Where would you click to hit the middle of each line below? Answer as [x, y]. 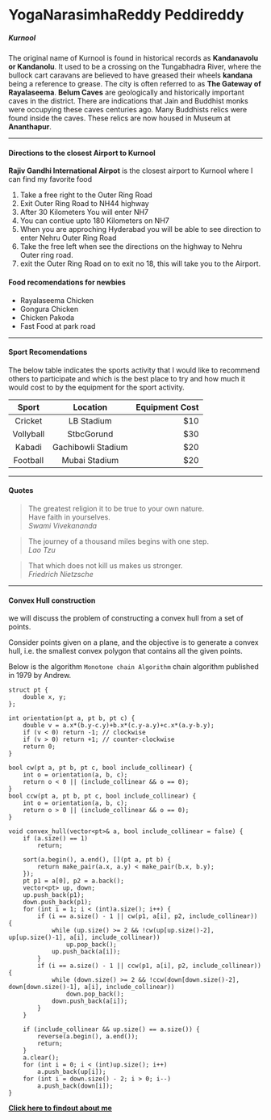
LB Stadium [90, 420]
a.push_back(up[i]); [72, 1072]
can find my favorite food [50, 179]
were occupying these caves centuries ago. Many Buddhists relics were [128, 110]
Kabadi [28, 447]
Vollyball [29, 434]
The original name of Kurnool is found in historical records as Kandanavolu [133, 58]
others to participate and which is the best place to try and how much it [127, 378]
